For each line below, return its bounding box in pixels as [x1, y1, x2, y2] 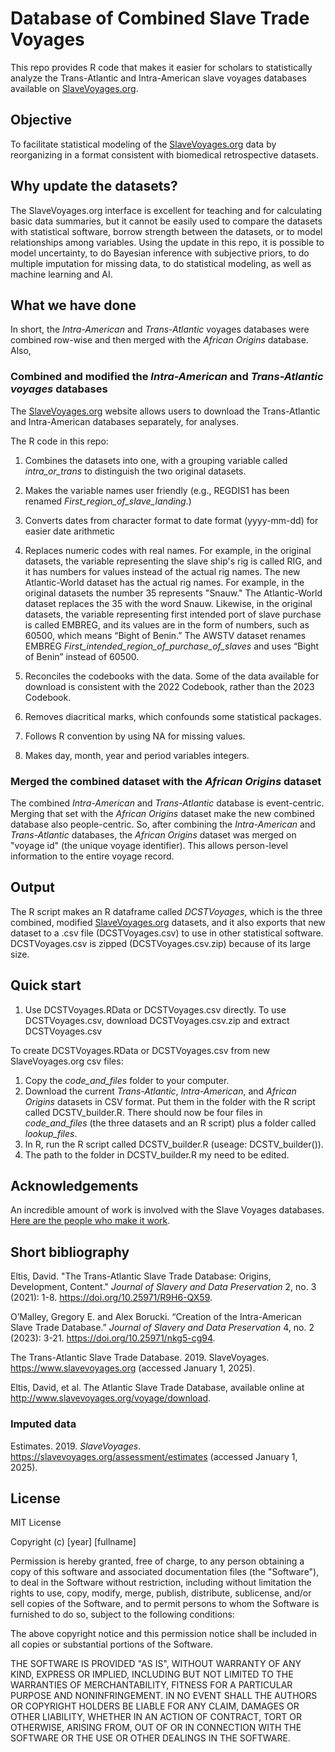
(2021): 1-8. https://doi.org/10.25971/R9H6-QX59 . [10, 1292, 213, 1304]
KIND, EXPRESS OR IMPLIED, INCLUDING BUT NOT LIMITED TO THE [10, 1668, 294, 1681]
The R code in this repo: [10, 435, 109, 447]
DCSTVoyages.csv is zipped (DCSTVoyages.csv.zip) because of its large [10, 937, 311, 949]
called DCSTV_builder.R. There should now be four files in [24, 1106, 263, 1118]
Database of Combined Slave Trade [10, 7, 310, 30]
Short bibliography [10, 1243, 130, 1261]
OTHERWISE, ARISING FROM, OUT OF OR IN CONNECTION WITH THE [10, 1722, 302, 1734]
